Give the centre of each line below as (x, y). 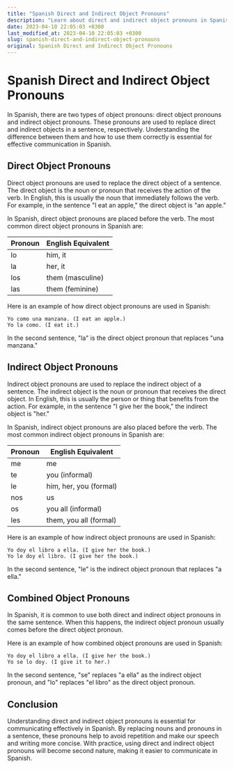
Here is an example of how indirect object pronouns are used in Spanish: (111, 537)
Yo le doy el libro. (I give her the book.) (73, 556)
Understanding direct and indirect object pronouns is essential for (102, 721)
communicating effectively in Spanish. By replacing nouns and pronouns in (115, 729)
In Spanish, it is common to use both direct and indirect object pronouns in (114, 615)
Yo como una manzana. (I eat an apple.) (67, 319)
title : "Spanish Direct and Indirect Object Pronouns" (88, 14)
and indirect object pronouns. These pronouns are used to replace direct (111, 122)
